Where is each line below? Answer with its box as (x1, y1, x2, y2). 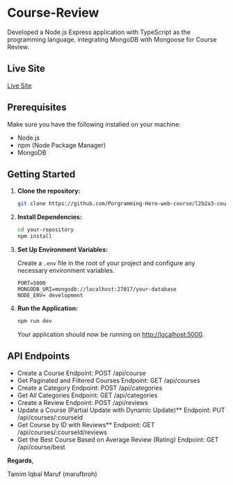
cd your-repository (17, 226, 74, 234)
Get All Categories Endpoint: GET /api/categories (17, 391, 158, 399)
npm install (17, 233, 52, 240)
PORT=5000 (17, 280, 47, 287)
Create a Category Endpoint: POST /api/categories (17, 383, 163, 392)
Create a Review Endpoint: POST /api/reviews (17, 398, 148, 406)
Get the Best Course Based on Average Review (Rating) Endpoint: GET (17, 435, 219, 443)
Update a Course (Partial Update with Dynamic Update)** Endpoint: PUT (17, 406, 225, 414)
